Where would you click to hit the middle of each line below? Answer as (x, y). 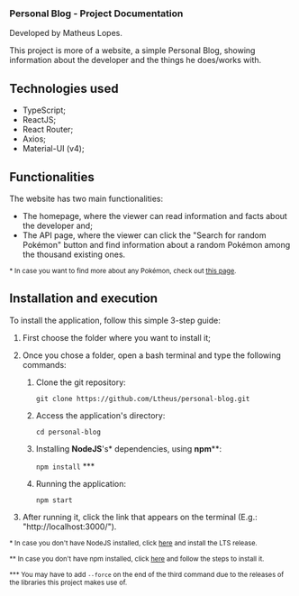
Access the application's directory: (100, 415)
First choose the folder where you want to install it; (117, 337)
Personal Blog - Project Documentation (96, 14)
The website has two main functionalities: (86, 198)
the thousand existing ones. (74, 254)
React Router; (48, 130)
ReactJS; (39, 120)
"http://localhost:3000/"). (69, 527)
